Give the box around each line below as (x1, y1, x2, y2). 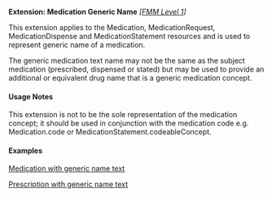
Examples (8, 146, 43, 155)
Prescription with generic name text (8, 179, 129, 190)
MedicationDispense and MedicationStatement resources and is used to (8, 32, 251, 41)
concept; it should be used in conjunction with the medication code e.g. (8, 118, 249, 129)
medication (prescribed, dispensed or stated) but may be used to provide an (8, 64, 265, 74)
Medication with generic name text (8, 164, 125, 173)
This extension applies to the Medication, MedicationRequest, (8, 23, 216, 32)
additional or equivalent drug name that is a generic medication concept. (8, 73, 252, 82)
